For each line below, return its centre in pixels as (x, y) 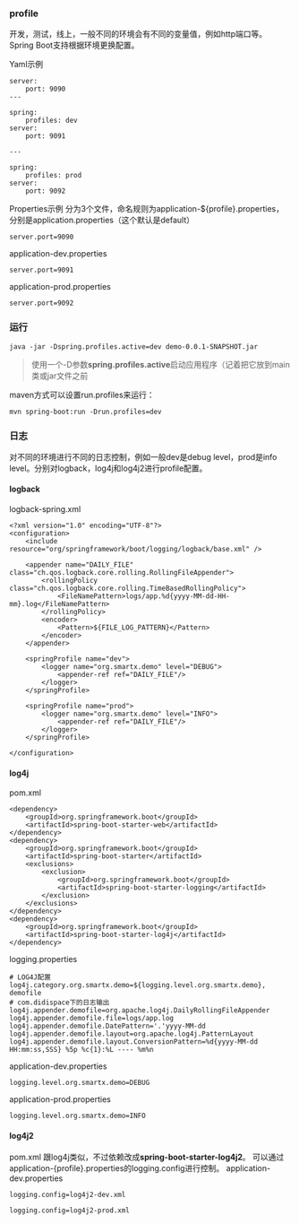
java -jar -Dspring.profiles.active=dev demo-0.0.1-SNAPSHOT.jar (133, 347)
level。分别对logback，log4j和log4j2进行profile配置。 (108, 468)
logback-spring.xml (45, 509)
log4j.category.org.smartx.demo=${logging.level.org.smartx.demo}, (138, 985)
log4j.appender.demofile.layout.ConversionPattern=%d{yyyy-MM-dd (133, 1042)
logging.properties (43, 959)
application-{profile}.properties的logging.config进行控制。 (117, 1168)
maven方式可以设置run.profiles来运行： (82, 395)
